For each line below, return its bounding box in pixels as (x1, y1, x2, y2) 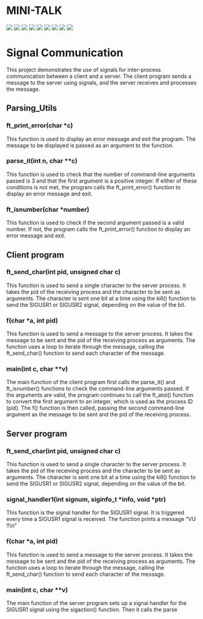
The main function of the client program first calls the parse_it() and (6, 379, 176, 386)
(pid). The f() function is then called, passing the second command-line (6, 404, 185, 411)
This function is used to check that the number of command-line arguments (6, 170, 196, 178)
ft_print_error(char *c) (6, 121, 73, 130)
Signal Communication (6, 46, 124, 60)
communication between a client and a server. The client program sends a (6, 72, 192, 80)
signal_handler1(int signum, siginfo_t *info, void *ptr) (6, 495, 167, 504)
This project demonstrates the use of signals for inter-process (6, 66, 162, 73)
